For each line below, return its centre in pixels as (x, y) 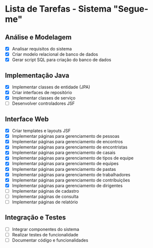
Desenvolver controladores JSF (43, 103)
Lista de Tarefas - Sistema (58, 9)
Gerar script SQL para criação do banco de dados (62, 60)
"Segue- (131, 9)
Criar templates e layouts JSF (41, 131)
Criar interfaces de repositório (42, 93)
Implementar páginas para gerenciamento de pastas (64, 169)
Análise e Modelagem (38, 37)
